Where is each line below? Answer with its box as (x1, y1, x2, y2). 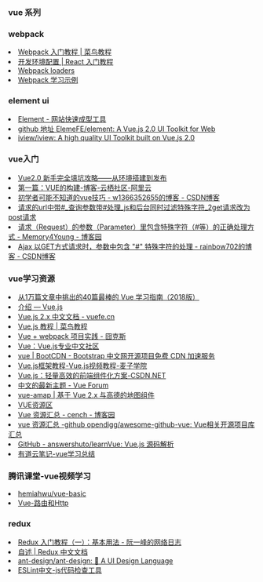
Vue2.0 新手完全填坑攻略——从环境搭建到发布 (18, 173, 167, 182)
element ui (8, 96, 49, 107)
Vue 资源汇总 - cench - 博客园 (18, 410, 115, 420)
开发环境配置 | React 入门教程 (18, 57, 114, 67)
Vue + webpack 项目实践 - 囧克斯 (18, 332, 126, 341)
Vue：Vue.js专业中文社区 (18, 341, 100, 351)
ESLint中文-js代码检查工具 (18, 565, 102, 574)
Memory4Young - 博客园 (22, 231, 102, 241)
